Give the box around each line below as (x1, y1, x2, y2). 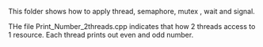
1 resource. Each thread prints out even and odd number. (8, 31, 194, 39)
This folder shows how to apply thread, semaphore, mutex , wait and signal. (8, 7, 255, 16)
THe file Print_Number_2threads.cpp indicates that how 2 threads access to (8, 22, 256, 31)
